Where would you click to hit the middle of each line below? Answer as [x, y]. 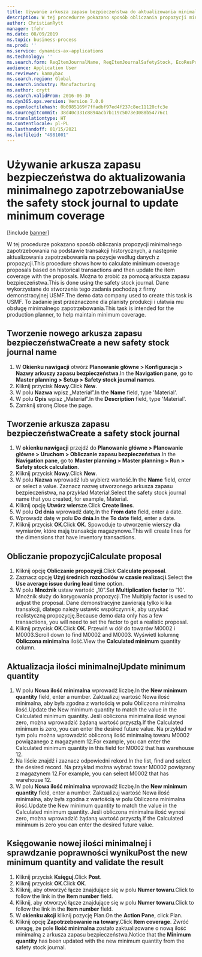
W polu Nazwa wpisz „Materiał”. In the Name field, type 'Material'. [96, 392]
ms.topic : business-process [42, 40]
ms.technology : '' [30, 57]
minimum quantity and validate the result [85, 862]
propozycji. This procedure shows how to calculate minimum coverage [94, 263]
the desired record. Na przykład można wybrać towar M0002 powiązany [105, 767]
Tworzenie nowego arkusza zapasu [75, 334]
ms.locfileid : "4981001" [38, 135]
